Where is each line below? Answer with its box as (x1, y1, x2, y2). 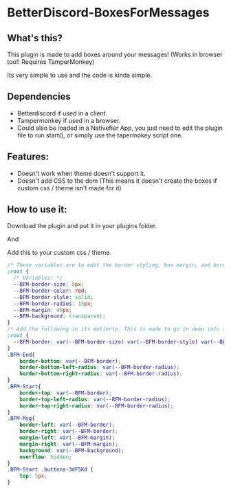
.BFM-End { (7, 351, 36, 358)
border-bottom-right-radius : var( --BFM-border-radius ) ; (19, 370, 184, 377)
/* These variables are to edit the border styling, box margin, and (7, 262, 211, 269)
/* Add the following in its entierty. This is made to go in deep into (7, 326, 220, 333)
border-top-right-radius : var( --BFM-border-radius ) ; (19, 402, 174, 410)
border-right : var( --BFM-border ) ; (19, 428, 118, 435)
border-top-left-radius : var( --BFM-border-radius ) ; (19, 396, 170, 403)
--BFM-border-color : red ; (13, 287, 88, 294)
